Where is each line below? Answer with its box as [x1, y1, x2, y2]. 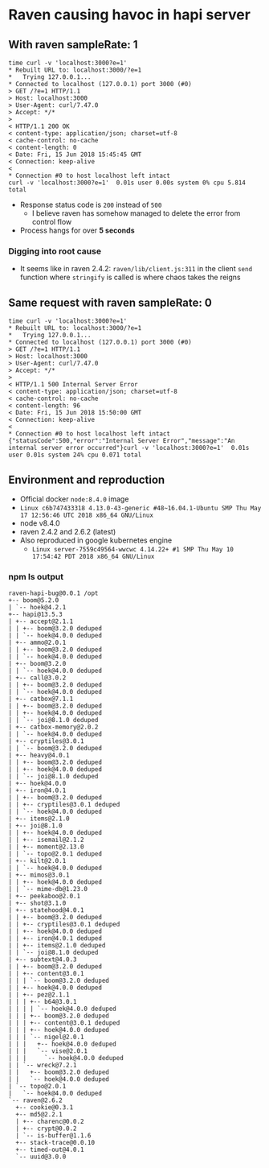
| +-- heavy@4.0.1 [8, 751, 70, 760]
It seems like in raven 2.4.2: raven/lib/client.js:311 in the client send [19, 264, 253, 274]
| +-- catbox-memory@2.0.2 [8, 723, 99, 732]
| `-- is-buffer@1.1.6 [15, 1132, 92, 1140]
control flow [31, 217, 72, 226]
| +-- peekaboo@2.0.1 [8, 892, 81, 901]
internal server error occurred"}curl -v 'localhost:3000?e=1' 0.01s [8, 444, 250, 452]
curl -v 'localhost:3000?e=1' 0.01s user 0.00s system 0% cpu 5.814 [8, 179, 247, 187]
